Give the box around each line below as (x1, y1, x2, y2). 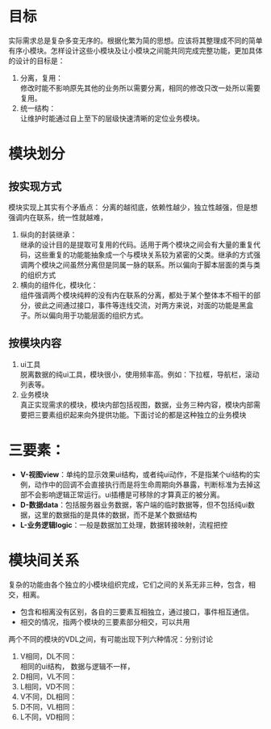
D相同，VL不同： (19, 672, 77, 681)
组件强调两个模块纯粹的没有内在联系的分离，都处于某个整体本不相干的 (19, 290, 254, 300)
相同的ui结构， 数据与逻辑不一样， (19, 661, 135, 671)
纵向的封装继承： (19, 230, 77, 239)
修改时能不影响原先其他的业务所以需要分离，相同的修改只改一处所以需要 (19, 82, 261, 93)
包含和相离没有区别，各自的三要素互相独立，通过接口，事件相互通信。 (19, 607, 254, 617)
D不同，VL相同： (19, 702, 77, 711)
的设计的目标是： (8, 56, 65, 65)
